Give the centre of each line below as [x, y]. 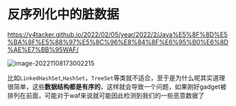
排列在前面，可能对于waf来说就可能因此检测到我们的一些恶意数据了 [106, 95]
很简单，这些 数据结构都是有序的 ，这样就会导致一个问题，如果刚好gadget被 [117, 86]
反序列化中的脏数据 [63, 14]
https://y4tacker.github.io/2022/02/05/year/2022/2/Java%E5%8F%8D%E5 [118, 34]
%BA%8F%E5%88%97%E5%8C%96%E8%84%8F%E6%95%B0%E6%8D [118, 42]
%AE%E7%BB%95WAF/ [43, 49]
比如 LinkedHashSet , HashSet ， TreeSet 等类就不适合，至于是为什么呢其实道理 [116, 78]
